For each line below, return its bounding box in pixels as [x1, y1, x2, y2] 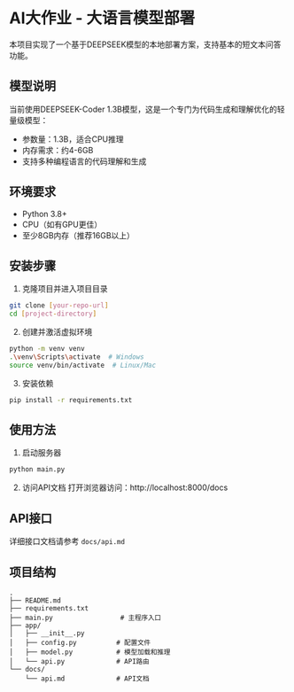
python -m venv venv [9, 345, 86, 354]
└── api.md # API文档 [25, 674, 150, 683]
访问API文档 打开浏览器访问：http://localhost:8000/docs [21, 482, 228, 493]
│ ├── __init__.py [9, 628, 86, 638]
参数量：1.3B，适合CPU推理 [21, 134, 124, 144]
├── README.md [9, 595, 62, 605]
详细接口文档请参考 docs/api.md [9, 536, 126, 547]
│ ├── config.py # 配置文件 [9, 638, 151, 647]
